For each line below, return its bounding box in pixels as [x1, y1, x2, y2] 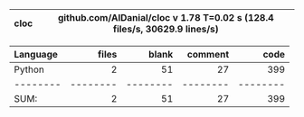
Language [14, 49, 59, 60]
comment [186, 49, 229, 60]
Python [14, 63, 45, 76]
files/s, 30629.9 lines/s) [112, 22, 219, 35]
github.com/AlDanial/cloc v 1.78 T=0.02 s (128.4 [57, 12, 274, 23]
